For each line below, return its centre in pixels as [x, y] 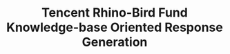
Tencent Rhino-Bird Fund [115, 13]
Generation [115, 42]
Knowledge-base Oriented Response [115, 27]
